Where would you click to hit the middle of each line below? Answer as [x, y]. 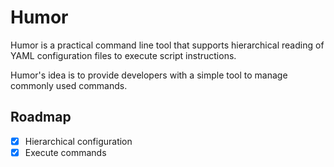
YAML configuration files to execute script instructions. [123, 55]
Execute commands [65, 152]
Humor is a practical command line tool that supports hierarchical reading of [167, 45]
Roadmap [41, 117]
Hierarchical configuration [78, 141]
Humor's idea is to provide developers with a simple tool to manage [149, 75]
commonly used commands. [69, 85]
